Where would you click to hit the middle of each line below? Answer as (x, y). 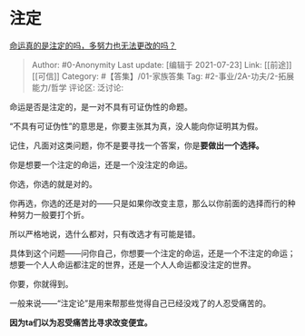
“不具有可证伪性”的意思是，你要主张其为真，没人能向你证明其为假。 (136, 126)
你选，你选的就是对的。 (53, 183)
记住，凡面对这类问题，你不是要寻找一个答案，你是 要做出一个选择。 (137, 145)
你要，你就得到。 (41, 283)
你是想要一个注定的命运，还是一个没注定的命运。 (101, 164)
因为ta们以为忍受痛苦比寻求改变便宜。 (81, 322)
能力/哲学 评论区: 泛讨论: (78, 87)
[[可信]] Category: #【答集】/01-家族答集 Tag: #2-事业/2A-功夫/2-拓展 (163, 76)
